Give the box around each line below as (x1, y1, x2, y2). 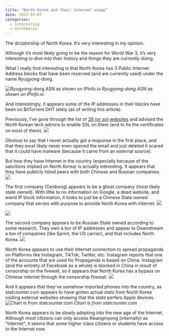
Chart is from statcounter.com (74, 300, 138, 306)
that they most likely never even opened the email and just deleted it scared (5, 143, 163, 149)
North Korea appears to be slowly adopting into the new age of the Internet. (5, 310, 163, 316)
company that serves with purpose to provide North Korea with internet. (5, 201, 156, 207)
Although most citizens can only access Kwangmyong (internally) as (5, 315, 148, 321)
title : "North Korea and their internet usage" (5, 7, 108, 13)
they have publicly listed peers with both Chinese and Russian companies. (5, 169, 161, 175)
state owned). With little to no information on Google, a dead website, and (5, 189, 159, 195)
